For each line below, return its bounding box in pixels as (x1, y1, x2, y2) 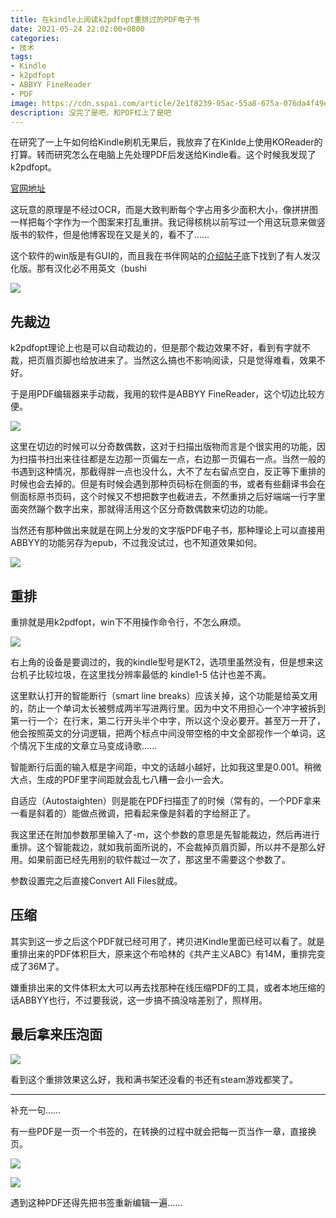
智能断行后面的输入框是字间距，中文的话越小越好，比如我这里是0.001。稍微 (10, 761, 322, 773)
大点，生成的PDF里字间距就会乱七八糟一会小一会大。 (10, 774, 230, 785)
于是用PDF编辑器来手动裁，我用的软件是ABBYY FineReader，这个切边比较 (10, 388, 317, 400)
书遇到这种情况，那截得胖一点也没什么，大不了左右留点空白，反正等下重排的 (10, 466, 326, 478)
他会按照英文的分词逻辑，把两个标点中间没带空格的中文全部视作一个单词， (10, 727, 317, 739)
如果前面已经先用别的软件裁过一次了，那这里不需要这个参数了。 (27, 854, 291, 865)
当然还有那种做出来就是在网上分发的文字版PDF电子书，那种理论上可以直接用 (10, 524, 326, 536)
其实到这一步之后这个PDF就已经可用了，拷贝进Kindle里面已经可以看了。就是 (10, 935, 325, 947)
